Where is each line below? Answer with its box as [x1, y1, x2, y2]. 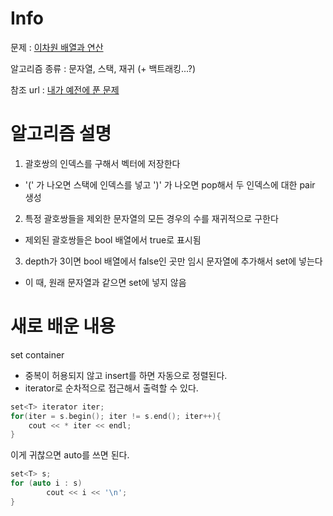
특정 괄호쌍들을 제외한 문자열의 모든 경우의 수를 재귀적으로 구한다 [24, 212, 279, 224]
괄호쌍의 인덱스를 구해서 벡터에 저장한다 [24, 157, 181, 169]
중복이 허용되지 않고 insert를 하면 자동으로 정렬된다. [24, 369, 228, 381]
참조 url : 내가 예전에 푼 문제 [10, 83, 120, 96]
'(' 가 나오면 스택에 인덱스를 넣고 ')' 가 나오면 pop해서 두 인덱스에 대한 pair [24, 178, 316, 191]
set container [10, 348, 65, 361]
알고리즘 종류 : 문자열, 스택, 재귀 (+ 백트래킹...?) [10, 62, 197, 74]
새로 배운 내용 [10, 315, 116, 338]
